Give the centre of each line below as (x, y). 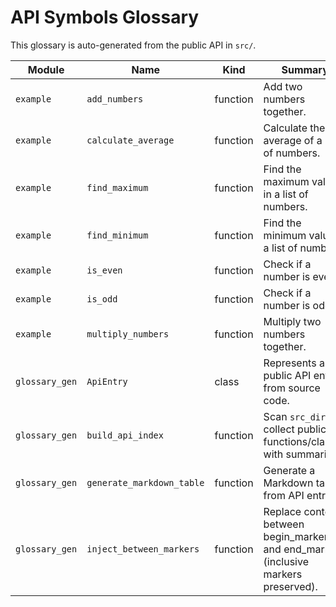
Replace (282, 511)
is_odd (102, 299)
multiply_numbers (128, 334)
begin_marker (295, 536)
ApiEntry (107, 381)
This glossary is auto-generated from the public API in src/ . (133, 45)
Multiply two (292, 321)
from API (284, 495)
